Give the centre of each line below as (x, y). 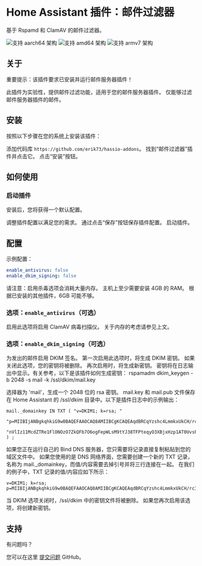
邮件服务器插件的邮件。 (35, 99)
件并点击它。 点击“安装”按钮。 (44, 156)
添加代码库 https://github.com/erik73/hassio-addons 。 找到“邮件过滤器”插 (99, 148)
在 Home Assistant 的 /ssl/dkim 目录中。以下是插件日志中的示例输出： (93, 400)
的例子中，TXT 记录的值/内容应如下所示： (58, 472)
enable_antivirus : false (37, 270)
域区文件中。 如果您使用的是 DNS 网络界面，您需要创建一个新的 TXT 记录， (100, 457)
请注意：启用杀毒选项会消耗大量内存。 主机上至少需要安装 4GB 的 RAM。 (97, 288)
